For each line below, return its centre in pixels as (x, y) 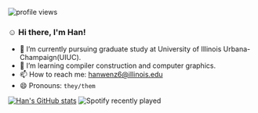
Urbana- (237, 49)
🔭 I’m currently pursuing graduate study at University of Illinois (120, 49)
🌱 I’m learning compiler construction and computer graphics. (118, 65)
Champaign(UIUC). (50, 58)
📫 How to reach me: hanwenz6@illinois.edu (91, 75)
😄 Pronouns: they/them (57, 86)
